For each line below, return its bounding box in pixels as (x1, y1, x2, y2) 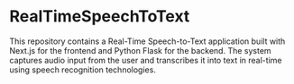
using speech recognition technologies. (9, 64, 156, 75)
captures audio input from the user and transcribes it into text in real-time (9, 55, 282, 65)
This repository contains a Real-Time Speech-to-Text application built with (9, 36, 286, 46)
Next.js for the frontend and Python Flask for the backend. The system (9, 45, 272, 55)
